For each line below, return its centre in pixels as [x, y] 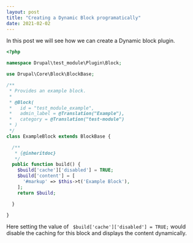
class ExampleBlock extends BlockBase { [59, 136]
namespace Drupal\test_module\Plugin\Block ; [64, 63]
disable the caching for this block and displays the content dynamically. [96, 233]
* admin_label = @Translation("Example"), [66, 114]
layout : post [23, 12]
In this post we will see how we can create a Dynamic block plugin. [91, 41]
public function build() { [46, 165]
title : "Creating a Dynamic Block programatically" [74, 18]
